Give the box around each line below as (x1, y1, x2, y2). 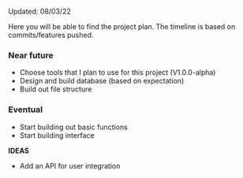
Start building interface (19, 130, 95, 140)
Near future (8, 50, 54, 61)
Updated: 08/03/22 (8, 7, 71, 16)
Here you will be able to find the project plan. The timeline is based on (8, 22, 236, 31)
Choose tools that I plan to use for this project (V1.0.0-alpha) (19, 68, 216, 77)
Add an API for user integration (19, 161, 121, 170)
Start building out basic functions (19, 122, 128, 132)
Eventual (8, 104, 43, 115)
